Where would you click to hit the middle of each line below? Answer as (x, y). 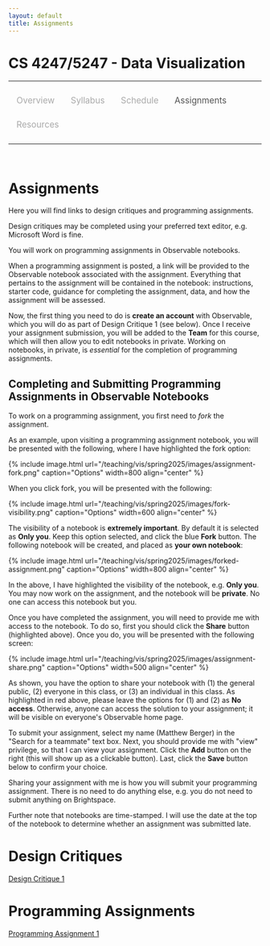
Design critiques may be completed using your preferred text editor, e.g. (128, 226)
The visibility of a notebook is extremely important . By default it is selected (134, 528)
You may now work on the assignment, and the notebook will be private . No (134, 593)
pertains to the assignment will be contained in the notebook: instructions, (131, 283)
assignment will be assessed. (57, 300)
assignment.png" (37, 569)
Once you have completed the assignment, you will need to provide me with (134, 618)
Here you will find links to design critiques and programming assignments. (131, 211)
